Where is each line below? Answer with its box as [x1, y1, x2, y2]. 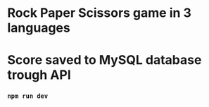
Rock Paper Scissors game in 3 [7, 5, 192, 21]
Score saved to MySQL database [7, 52, 202, 68]
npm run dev [7, 92, 49, 100]
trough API [7, 67, 72, 83]
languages [7, 20, 70, 36]
